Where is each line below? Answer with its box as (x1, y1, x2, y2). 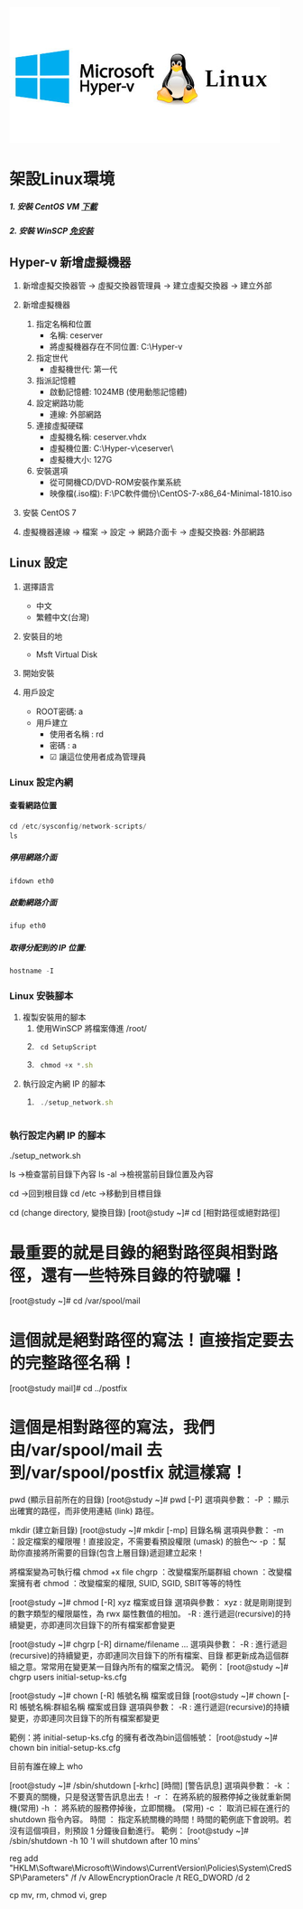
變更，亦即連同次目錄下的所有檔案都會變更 (16, 1620, 176, 1631)
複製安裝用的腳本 (22, 1011, 87, 1023)
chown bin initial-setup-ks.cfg (9, 1743, 121, 1754)
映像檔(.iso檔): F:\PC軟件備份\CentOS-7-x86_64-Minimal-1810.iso (49, 487, 293, 499)
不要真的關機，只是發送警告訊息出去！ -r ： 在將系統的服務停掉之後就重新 (9, 1791, 284, 1802)
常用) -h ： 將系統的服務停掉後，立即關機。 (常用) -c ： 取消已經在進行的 (20, 1802, 290, 1814)
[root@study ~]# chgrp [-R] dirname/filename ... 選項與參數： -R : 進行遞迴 (9, 1639, 288, 1650)
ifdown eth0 (9, 876, 54, 886)
